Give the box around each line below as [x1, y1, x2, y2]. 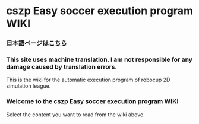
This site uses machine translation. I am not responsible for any [6, 55, 193, 63]
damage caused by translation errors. [6, 63, 118, 71]
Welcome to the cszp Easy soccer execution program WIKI [6, 97, 179, 106]
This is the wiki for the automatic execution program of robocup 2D [6, 76, 170, 84]
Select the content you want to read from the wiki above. [6, 111, 146, 118]
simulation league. [6, 82, 51, 90]
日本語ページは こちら [6, 39, 67, 47]
